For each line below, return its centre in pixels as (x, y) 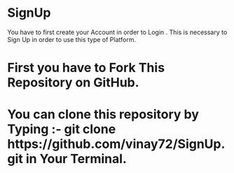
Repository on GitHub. (73, 83)
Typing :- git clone (62, 129)
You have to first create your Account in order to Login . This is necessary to (117, 32)
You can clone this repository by (103, 115)
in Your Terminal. (76, 159)
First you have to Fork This (86, 68)
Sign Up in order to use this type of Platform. (72, 39)
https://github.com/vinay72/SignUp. (116, 144)
